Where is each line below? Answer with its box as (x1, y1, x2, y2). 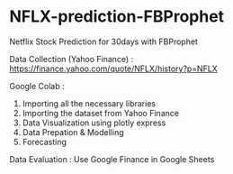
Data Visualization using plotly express (22, 117, 166, 128)
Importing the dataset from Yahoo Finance (22, 107, 180, 118)
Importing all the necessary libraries (22, 97, 156, 109)
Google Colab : (9, 80, 65, 91)
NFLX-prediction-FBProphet (9, 6, 225, 27)
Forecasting (22, 136, 67, 147)
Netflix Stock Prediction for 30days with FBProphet (9, 36, 198, 47)
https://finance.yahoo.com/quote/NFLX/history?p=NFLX (9, 63, 218, 74)
